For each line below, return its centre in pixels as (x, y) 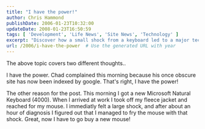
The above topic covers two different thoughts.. (66, 63)
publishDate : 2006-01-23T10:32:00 (50, 23)
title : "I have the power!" (42, 12)
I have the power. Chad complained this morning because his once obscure (101, 75)
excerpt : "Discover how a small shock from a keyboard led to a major (98, 40)
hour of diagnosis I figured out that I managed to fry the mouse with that (97, 113)
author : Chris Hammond (35, 18)
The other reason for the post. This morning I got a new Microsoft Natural (99, 93)
